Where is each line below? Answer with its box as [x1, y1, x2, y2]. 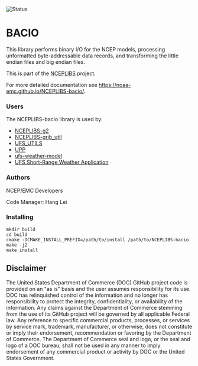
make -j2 [6, 242, 28, 248]
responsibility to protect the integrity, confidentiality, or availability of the [6, 297, 183, 305]
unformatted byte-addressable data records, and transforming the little [6, 52, 179, 59]
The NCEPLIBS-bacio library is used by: [6, 116, 103, 123]
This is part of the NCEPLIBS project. [6, 70, 96, 77]
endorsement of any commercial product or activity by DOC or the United [6, 348, 185, 355]
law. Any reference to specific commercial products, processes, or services [6, 316, 190, 323]
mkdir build [6, 226, 35, 232]
